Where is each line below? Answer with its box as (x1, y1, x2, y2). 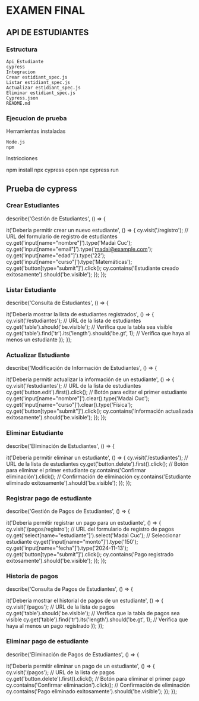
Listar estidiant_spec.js (6, 79, 70, 85)
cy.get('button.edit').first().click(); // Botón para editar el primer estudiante (6, 388, 187, 396)
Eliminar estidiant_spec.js (6, 90, 76, 96)
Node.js (6, 139, 26, 145)
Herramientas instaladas (6, 127, 66, 135)
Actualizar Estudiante (6, 351, 70, 359)
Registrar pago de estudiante (6, 494, 92, 502)
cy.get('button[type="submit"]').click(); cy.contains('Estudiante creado (6, 264, 179, 272)
